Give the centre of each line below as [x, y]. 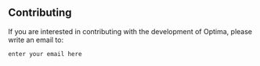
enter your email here [45, 54]
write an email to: [36, 40]
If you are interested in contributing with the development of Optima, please [130, 31]
